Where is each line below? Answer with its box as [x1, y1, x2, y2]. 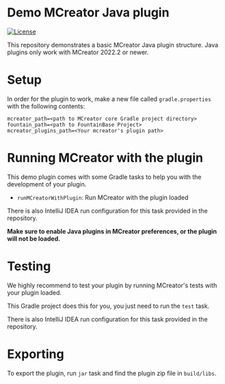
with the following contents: [7, 101, 85, 110]
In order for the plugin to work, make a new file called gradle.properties [7, 95, 211, 103]
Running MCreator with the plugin [7, 150, 204, 166]
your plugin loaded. [7, 288, 62, 296]
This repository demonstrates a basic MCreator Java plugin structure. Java [7, 40, 219, 49]
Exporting [7, 346, 64, 361]
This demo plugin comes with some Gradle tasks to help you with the [7, 173, 202, 181]
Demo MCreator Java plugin [7, 5, 170, 21]
